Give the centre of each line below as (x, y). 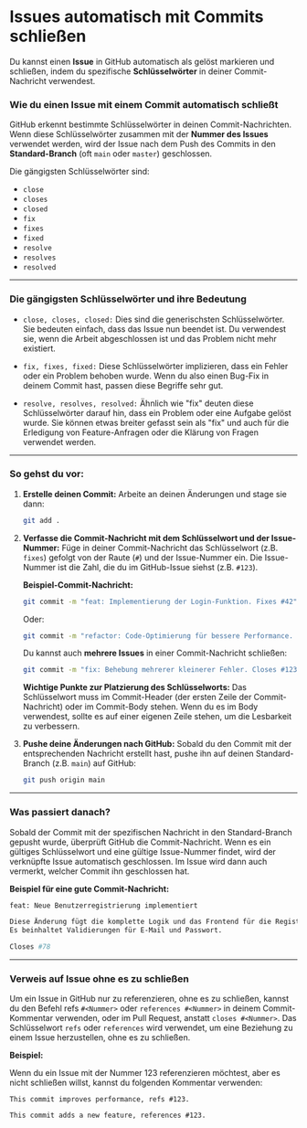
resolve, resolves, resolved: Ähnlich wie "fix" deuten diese (138, 403)
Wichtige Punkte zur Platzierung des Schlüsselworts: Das (134, 687)
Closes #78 (30, 947)
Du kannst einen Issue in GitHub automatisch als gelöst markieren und (142, 61)
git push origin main (64, 780)
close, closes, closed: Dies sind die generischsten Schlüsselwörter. (153, 319)
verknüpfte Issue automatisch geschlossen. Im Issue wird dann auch (138, 861)
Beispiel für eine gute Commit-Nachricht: (90, 889)
